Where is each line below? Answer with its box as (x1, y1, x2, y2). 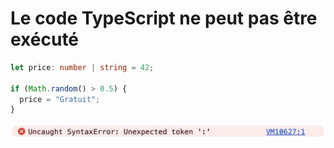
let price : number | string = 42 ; (10, 62, 155, 72)
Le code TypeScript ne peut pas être (10, 7, 318, 30)
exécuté (10, 28, 80, 51)
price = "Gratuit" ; (19, 94, 101, 104)
